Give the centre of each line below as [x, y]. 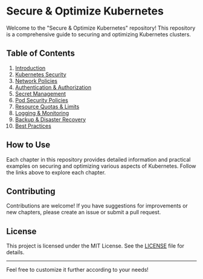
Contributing [31, 191]
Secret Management [40, 94]
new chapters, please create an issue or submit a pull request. [84, 212]
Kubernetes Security [40, 74]
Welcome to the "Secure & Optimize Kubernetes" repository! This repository [101, 28]
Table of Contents [41, 54]
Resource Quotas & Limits [47, 107]
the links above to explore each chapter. [56, 172]
